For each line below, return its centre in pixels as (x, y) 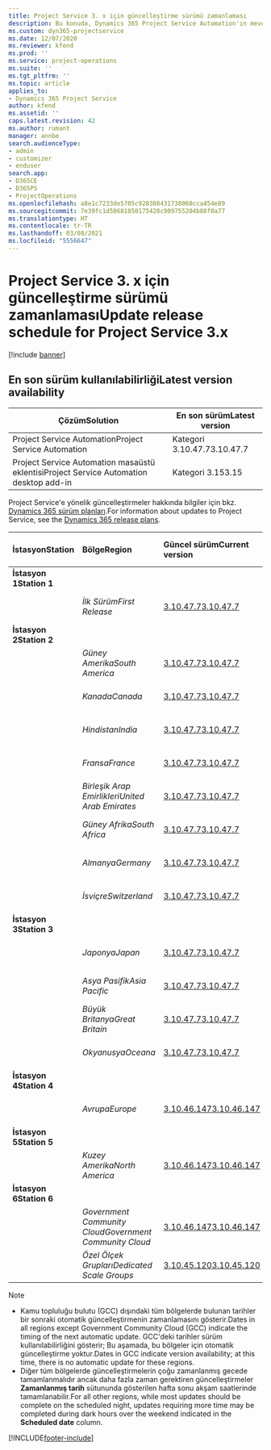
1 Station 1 (33, 583)
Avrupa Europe (109, 1109)
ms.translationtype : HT (48, 219)
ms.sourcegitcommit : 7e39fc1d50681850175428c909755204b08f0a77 (117, 211)
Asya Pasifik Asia (114, 980)
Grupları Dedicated (117, 1265)
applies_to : (28, 91)
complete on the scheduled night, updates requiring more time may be (137, 1405)
